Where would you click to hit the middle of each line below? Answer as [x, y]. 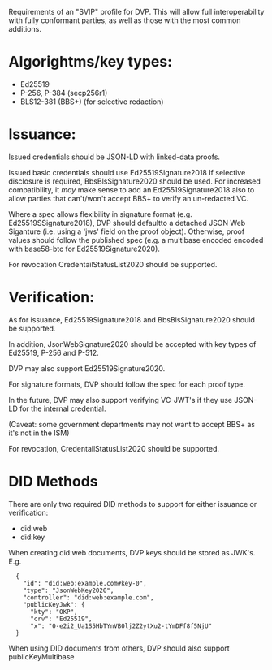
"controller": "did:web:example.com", [89, 597]
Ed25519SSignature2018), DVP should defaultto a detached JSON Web [127, 223]
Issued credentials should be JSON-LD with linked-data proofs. [114, 157]
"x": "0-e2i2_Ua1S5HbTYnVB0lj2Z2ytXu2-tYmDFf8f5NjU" [121, 626]
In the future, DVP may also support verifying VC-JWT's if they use [121, 400]
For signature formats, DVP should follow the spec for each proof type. [127, 384]
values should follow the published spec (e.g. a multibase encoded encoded [136, 240]
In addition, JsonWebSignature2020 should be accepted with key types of [132, 344]
